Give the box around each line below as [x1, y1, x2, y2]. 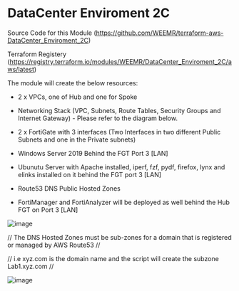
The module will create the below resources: [7, 78, 138, 87]
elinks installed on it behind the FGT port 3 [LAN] [17, 170, 162, 179]
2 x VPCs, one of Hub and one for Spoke [17, 92, 138, 101]
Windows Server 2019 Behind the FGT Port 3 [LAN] [17, 149, 169, 157]
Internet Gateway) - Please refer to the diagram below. [17, 114, 178, 122]
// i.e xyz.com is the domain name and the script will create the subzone [7, 254, 219, 263]
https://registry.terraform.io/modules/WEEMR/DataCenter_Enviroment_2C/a [9, 57, 232, 65]
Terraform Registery [7, 50, 66, 58]
